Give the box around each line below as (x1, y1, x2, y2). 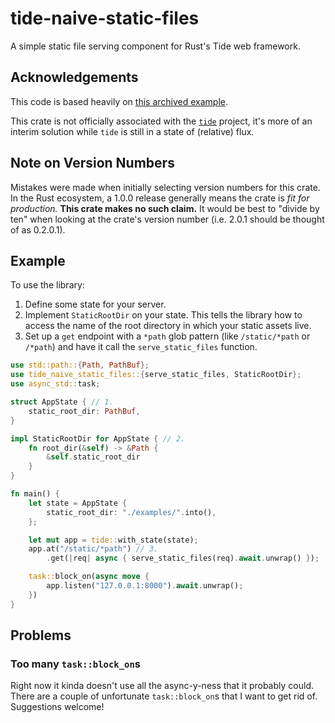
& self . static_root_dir (46, 452, 141, 462)
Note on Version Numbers (10, 155, 175, 172)
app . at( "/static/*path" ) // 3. (28, 544, 159, 554)
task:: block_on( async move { (28, 572, 150, 582)
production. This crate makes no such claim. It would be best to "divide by (10, 202, 320, 214)
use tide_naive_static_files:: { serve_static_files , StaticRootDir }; (10, 370, 302, 380)
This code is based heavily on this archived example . (10, 95, 229, 107)
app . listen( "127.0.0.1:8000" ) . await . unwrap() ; (46, 581, 244, 591)
